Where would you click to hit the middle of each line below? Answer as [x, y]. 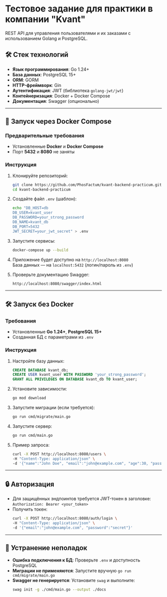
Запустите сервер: [32, 426]
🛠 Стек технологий [37, 55]
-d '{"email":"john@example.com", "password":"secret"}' [73, 528]
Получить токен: [30, 509]
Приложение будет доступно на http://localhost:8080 [70, 260]
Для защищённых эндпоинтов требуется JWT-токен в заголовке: [82, 499]
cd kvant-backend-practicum [41, 189]
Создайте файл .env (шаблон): [44, 199]
